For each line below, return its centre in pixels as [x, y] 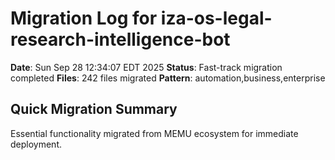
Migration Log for [84, 18]
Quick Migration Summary [94, 109]
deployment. [36, 144]
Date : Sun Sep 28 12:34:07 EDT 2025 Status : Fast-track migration [146, 67]
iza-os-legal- [216, 18]
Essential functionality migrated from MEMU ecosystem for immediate [154, 133]
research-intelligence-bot [120, 39]
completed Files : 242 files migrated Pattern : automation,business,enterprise [168, 78]
